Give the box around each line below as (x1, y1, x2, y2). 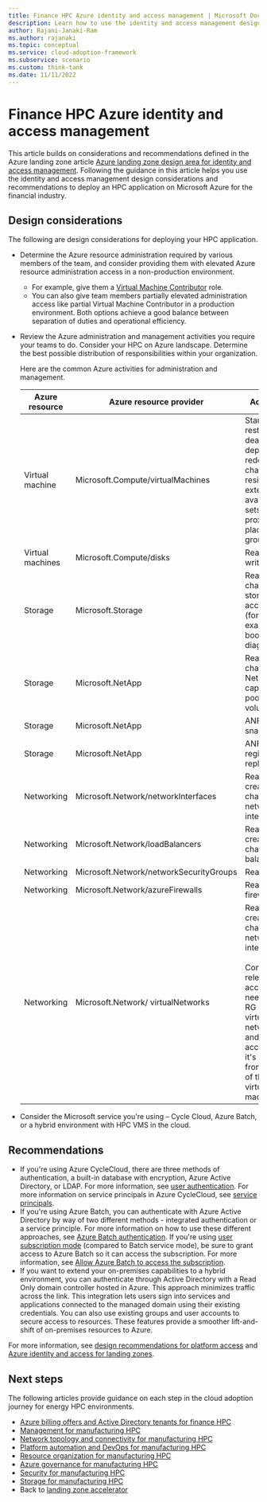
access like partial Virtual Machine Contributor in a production (31, 299, 234, 309)
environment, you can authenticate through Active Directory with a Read (19, 1274, 257, 1284)
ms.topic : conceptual (8, 41, 80, 49)
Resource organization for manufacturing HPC (19, 1451, 172, 1461)
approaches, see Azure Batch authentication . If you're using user (19, 1232, 233, 1242)
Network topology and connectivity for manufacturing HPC (19, 1434, 213, 1443)
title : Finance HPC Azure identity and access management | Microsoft (8, 11, 247, 20)
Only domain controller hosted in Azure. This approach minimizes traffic (19, 1283, 256, 1293)
